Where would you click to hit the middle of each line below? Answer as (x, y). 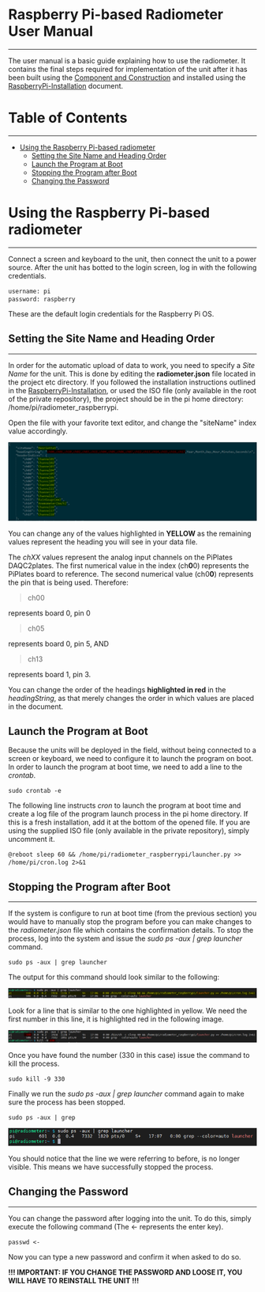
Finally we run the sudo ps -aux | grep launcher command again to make (126, 1094)
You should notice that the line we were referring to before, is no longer (124, 1158)
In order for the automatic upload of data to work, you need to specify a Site (132, 365)
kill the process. (34, 1064)
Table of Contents (68, 118)
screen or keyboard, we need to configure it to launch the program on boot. (131, 759)
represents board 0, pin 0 (49, 613)
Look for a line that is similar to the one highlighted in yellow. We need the (128, 1011)
